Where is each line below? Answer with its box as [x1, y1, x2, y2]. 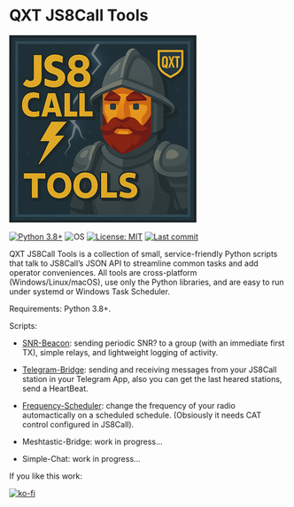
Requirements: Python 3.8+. [9, 303, 112, 314]
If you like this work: [9, 471, 82, 481]
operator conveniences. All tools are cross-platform [9, 267, 197, 277]
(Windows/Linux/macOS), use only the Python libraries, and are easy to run [9, 277, 285, 287]
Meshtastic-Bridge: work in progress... [21, 436, 163, 447]
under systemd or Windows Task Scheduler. [9, 285, 171, 297]
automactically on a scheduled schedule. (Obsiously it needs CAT [21, 409, 262, 420]
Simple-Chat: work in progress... [21, 453, 141, 464]
